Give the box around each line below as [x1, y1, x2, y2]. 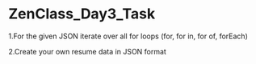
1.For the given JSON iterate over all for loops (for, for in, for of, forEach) [8, 31, 248, 41]
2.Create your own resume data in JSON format [8, 46, 167, 56]
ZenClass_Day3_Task [8, 5, 156, 23]
